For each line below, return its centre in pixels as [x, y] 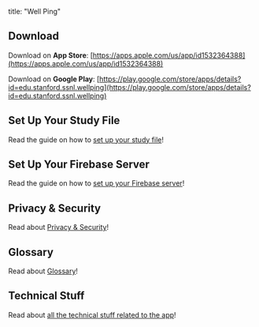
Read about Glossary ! [43, 271]
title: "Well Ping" [35, 11]
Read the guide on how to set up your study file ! [86, 139]
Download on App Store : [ [50, 55]
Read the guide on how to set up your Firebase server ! [96, 183]
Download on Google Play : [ [54, 79]
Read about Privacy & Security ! [58, 227]
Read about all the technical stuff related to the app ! [92, 314]
